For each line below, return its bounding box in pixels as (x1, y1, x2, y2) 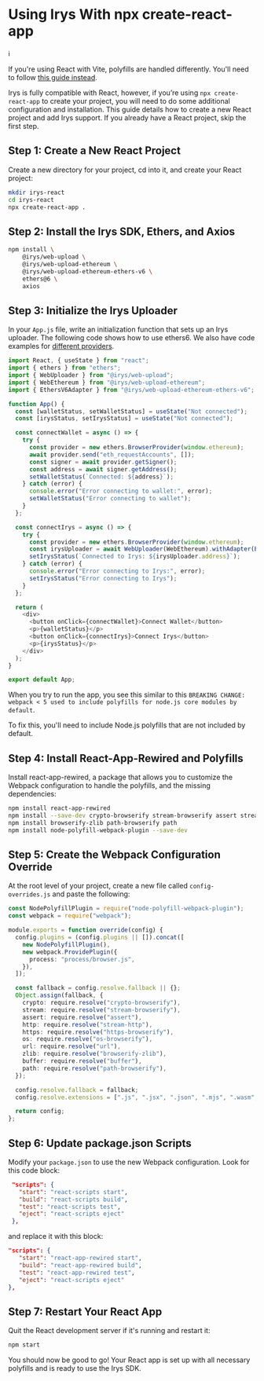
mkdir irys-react (8, 189, 65, 196)
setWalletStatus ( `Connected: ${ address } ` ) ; (28, 473, 174, 481)
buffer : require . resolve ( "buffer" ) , (22, 1057, 143, 1065)
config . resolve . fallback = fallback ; (15, 1086, 139, 1093)
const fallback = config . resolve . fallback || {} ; (15, 984, 181, 992)
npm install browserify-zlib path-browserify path (8, 819, 178, 826)
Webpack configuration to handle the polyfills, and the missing (8, 781, 211, 790)
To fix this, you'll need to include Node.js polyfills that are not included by (8, 720, 246, 730)
